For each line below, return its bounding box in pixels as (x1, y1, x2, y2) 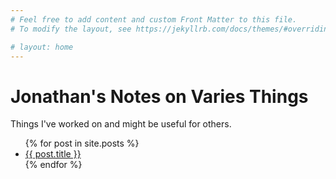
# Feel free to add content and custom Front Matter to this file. (10, 14, 298, 25)
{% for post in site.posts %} (24, 137, 140, 150)
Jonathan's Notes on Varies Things (10, 85, 309, 108)
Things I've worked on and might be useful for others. (10, 118, 232, 130)
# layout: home (10, 42, 74, 52)
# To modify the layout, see (10, 24, 132, 34)
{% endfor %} (24, 159, 83, 171)
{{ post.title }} (24, 148, 82, 160)
